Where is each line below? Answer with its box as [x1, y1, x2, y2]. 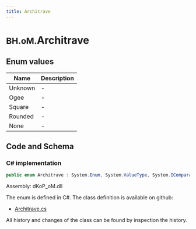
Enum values [6, 57, 54, 67]
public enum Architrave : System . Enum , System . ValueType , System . [6, 172, 171, 178]
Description [40, 74, 74, 82]
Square [9, 103, 29, 111]
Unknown [9, 84, 36, 92]
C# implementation [6, 158, 62, 167]
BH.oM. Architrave [6, 33, 89, 47]
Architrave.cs [14, 205, 47, 213]
